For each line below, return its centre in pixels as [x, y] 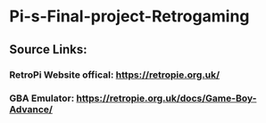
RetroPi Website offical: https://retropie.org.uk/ [115, 75]
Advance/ [31, 110]
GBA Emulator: [42, 98]
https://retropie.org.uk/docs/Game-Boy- [166, 98]
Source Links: [48, 49]
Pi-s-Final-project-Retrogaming [129, 16]
